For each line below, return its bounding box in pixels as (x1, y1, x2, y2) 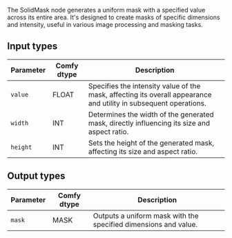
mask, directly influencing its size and (88, 118, 211, 128)
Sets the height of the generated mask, (88, 138, 215, 148)
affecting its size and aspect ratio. (88, 146, 198, 156)
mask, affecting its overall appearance (88, 90, 212, 99)
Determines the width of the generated (88, 110, 214, 119)
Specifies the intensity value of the (88, 81, 201, 90)
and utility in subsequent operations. (88, 98, 206, 108)
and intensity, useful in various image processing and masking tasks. (7, 21, 204, 28)
